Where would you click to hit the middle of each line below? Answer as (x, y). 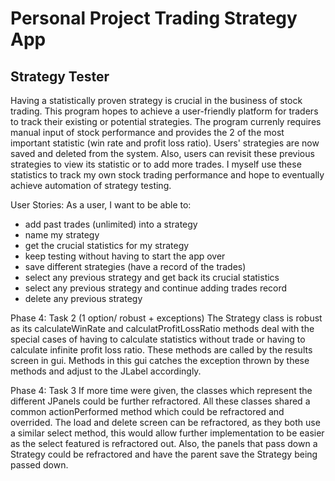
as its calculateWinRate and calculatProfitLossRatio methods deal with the (162, 328)
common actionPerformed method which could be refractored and (147, 411)
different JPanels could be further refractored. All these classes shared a (160, 401)
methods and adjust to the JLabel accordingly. (106, 371)
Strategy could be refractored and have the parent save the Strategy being (164, 454)
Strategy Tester (60, 76)
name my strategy (62, 235)
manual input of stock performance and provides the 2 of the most (147, 132)
